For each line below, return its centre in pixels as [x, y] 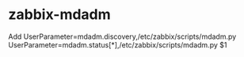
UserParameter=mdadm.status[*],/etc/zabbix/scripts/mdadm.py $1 [118, 44]
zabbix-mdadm [59, 15]
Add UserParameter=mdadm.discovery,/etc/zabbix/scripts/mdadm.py [122, 36]
